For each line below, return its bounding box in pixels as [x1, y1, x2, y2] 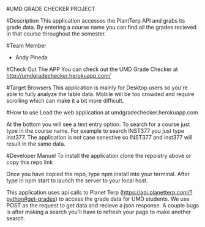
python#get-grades [6, 195, 56, 203]
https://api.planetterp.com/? [122, 189, 193, 196]
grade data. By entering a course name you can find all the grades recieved [6, 24, 197, 31]
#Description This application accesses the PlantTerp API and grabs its [6, 17, 185, 24]
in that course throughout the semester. [6, 30, 106, 37]
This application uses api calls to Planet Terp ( [6, 189, 122, 196]
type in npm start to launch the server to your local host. [6, 177, 148, 184]
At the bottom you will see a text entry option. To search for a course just [6, 121, 190, 128]
